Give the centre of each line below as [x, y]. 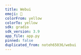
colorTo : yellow [21, 23]
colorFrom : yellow [23, 18]
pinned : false [19, 41]
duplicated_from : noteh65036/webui [41, 45]
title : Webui [18, 9]
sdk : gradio [17, 27]
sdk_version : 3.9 [22, 32]
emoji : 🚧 [14, 14]
